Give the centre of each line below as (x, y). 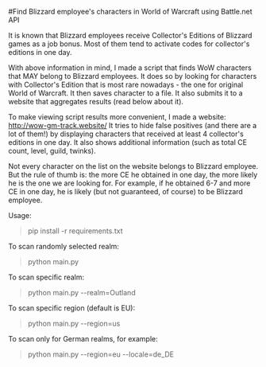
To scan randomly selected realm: (64, 246)
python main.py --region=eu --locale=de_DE (101, 354)
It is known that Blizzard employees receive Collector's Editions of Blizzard (130, 35)
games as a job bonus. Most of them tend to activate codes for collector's (129, 44)
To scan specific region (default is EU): (72, 308)
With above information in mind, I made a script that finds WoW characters (130, 68)
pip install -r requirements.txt (75, 231)
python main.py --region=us (74, 323)
